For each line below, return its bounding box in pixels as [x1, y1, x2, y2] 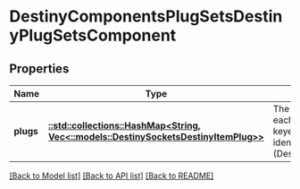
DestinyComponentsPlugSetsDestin [9, 6, 283, 27]
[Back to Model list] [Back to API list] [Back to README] [9, 170, 214, 181]
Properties [9, 61, 70, 76]
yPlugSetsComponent [9, 25, 177, 46]
